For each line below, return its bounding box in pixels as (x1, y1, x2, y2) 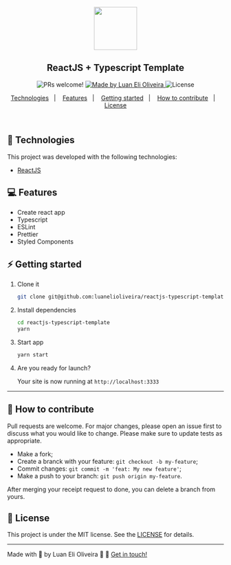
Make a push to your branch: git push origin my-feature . (16, 471, 182, 480)
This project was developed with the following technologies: (7, 152, 177, 161)
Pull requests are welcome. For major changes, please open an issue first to (7, 422, 222, 430)
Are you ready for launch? (16, 363, 91, 372)
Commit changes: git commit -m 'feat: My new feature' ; (16, 465, 182, 473)
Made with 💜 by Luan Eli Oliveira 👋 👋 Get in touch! (7, 551, 148, 559)
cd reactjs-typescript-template (16, 319, 110, 326)
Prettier (16, 231, 38, 239)
